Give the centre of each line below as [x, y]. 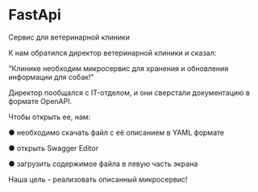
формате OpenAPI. [40, 101]
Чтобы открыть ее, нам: [50, 117]
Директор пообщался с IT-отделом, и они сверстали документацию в [129, 92]
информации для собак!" [51, 77]
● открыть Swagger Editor [54, 148]
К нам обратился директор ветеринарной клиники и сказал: [112, 52]
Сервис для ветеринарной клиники [69, 37]
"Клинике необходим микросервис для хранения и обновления [119, 68]
